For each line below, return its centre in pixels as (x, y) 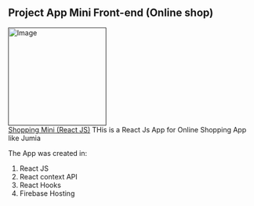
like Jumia (25, 138)
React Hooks (40, 185)
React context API (49, 176)
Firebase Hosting (47, 193)
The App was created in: (48, 153)
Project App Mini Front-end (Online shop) (111, 13)
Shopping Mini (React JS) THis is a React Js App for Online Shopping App (127, 129)
